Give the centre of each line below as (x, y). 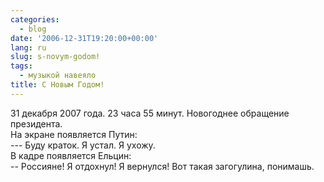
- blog (33, 29)
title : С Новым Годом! (57, 85)
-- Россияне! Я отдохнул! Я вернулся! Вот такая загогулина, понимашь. (162, 166)
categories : (35, 19)
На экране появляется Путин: (74, 134)
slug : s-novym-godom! (55, 57)
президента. (36, 123)
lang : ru (28, 47)
